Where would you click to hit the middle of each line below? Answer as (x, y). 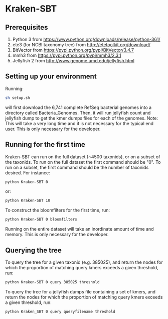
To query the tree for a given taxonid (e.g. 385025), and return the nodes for (84, 262)
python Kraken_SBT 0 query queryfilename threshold (60, 311)
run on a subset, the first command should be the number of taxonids (77, 167)
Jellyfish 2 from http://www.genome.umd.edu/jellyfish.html (73, 61)
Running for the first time (45, 144)
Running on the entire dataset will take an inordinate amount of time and (79, 229)
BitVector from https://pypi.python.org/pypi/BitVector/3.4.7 (73, 50)
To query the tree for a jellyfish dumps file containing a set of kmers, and (80, 291)
